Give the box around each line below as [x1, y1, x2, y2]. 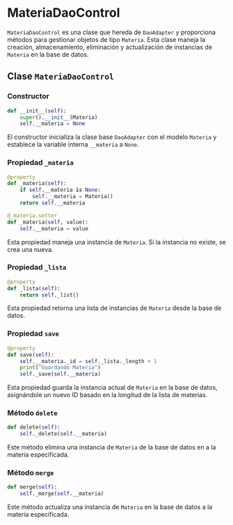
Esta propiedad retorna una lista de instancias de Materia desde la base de [7, 304, 222, 312]
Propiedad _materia [7, 158, 74, 168]
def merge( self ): [7, 484, 58, 491]
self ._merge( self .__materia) [19, 490, 104, 497]
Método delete [7, 408, 58, 418]
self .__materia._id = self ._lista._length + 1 [19, 357, 157, 364]
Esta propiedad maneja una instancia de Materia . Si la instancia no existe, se [7, 237, 226, 246]
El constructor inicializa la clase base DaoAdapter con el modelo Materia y [7, 133, 217, 141]
